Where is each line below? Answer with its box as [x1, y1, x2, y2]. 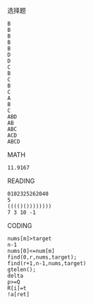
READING [7, 176, 35, 185]
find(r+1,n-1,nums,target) [7, 260, 87, 267]
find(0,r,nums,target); [7, 254, 77, 261]
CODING [7, 222, 32, 230]
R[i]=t [7, 285, 27, 292]
